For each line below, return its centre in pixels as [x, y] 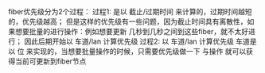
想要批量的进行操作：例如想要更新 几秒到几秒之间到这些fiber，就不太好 [132, 31]
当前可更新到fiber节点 [51, 61]
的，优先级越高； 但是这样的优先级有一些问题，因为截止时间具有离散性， [128, 21]
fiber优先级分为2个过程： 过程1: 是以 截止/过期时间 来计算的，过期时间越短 [130, 12]
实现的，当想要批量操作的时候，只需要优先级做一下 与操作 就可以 [140, 51]
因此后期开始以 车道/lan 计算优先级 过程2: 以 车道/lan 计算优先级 [129, 41]
